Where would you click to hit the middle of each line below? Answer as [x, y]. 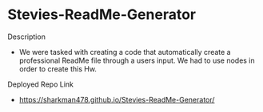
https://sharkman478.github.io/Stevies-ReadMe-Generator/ [117, 99]
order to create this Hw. [58, 68]
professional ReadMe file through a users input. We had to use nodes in [137, 60]
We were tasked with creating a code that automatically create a [125, 52]
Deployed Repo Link [40, 84]
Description [26, 37]
